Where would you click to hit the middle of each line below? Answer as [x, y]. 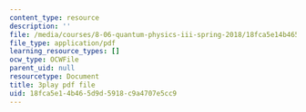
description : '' [40, 26]
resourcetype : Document [55, 77]
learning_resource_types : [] [65, 51]
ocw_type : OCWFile [44, 60]
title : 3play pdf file [52, 85]
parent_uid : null [42, 69]
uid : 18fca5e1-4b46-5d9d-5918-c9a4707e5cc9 [93, 93]
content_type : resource [55, 18]
